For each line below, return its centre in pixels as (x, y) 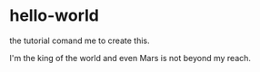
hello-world (55, 16)
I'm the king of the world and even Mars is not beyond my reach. (130, 58)
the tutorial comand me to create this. (80, 40)
